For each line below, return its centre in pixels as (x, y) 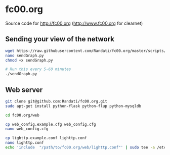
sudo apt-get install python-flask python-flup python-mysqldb (73, 106)
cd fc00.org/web (22, 115)
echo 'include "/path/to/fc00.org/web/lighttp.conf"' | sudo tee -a (80, 147)
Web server (24, 90)
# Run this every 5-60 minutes (38, 69)
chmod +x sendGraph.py (29, 60)
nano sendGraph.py (25, 56)
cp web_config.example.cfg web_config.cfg (51, 124)
